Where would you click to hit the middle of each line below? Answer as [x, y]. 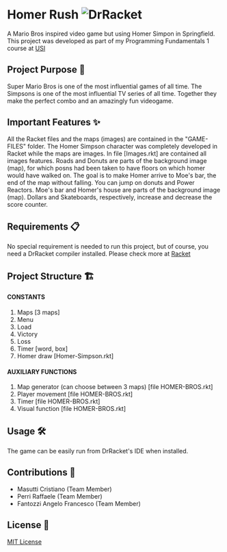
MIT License [25, 542]
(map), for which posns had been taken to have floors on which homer [106, 168]
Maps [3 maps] [38, 312]
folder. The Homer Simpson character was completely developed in [122, 146]
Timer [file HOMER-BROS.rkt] [58, 401]
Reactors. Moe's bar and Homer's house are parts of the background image [114, 190]
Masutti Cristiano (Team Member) [64, 489]
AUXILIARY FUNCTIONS [42, 372]
